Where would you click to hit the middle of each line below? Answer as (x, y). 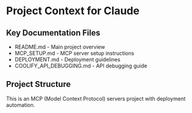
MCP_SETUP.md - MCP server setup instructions (74, 53)
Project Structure (38, 84)
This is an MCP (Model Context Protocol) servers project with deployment (96, 98)
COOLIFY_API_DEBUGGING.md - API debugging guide (81, 66)
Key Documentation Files (53, 33)
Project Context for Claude (73, 11)
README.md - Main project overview (60, 47)
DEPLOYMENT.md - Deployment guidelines (67, 59)
